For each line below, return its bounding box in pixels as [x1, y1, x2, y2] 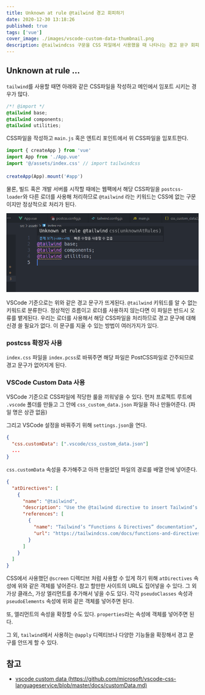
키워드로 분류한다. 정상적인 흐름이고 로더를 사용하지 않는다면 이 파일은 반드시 [6, 306, 189, 314]
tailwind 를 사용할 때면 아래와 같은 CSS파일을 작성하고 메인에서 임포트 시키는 [6, 83, 190, 90]
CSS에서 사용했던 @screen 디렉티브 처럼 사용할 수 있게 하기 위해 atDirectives [6, 574, 192, 582]
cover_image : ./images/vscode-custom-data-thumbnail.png [6, 36, 154, 42]
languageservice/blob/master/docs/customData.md [15, 682, 145, 689]
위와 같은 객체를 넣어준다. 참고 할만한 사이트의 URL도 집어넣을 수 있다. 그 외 [17, 582, 197, 590]
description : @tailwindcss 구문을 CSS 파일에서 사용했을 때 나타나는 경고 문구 [6, 42, 189, 48]
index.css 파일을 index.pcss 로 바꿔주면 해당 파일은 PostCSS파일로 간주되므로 [6, 354, 194, 361]
